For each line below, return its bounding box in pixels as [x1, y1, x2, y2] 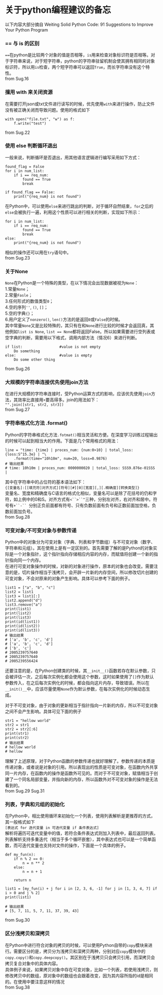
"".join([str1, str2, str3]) [5, 402, 64, 407]
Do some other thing [14, 357, 55, 362]
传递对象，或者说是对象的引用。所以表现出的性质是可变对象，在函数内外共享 [5, 764, 158, 770]
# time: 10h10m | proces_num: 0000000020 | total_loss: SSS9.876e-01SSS [5, 466, 155, 470]
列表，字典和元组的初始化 [5, 801, 65, 807]
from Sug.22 [5, 130, 30, 135]
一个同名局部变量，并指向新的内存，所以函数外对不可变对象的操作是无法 [13, 776, 158, 782]
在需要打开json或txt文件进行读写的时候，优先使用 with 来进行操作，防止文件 [5, 101, 155, 107]
